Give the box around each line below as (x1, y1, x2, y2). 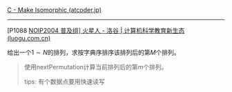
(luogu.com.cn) (7, 34, 51, 42)
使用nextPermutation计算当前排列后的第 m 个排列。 (23, 63, 168, 71)
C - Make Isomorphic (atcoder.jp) (7, 6, 102, 14)
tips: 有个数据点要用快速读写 (23, 78, 105, 85)
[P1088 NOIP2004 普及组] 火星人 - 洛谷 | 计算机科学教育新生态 (7, 27, 185, 34)
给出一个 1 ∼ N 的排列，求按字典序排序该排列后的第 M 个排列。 (7, 48, 180, 56)
